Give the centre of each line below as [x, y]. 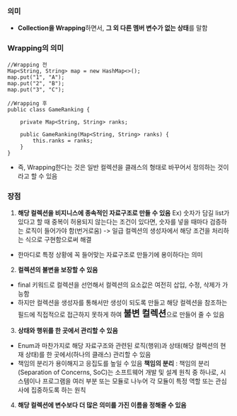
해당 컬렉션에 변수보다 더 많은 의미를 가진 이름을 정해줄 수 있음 [102, 405]
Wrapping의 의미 [35, 48]
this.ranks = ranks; [63, 141]
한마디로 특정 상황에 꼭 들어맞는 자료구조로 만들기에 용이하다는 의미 [110, 254]
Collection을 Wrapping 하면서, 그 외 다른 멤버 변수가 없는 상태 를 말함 [112, 28]
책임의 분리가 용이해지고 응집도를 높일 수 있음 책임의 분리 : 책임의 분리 [114, 363]
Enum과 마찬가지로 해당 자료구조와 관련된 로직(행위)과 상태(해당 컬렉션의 [118, 345]
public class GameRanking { [49, 109]
